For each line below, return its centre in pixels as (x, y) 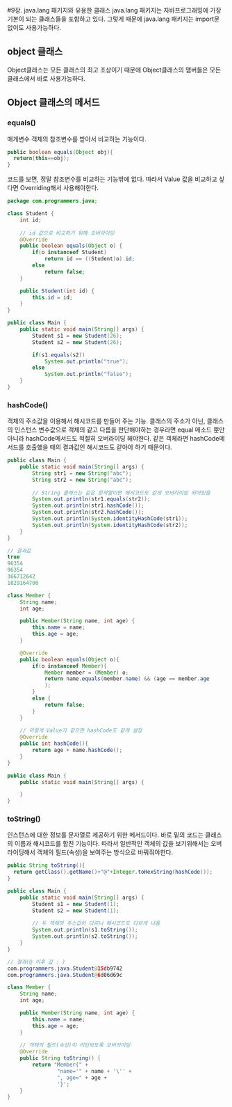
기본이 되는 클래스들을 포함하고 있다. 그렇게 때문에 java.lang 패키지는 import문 (114, 19)
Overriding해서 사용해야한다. (59, 188)
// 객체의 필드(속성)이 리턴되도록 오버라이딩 (75, 1045)
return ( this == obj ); (42, 159)
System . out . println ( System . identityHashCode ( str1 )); (110, 519)
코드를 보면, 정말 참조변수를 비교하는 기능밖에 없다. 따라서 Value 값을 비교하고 (112, 179)
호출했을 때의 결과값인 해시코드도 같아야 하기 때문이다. (99, 447)
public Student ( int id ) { (57, 291)
